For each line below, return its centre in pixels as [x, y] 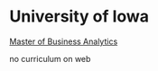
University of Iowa [79, 17]
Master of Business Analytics [64, 41]
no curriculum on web [50, 58]
